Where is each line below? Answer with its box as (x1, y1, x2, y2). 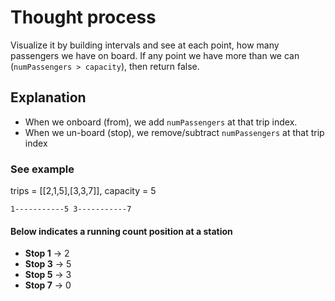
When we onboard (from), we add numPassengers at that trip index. (24, 116, 298, 128)
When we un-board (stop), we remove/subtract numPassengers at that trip (24, 126, 325, 138)
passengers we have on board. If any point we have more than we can (10, 49, 300, 61)
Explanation (10, 89, 87, 106)
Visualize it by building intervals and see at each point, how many (10, 39, 280, 51)
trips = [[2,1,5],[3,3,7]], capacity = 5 (10, 185, 157, 197)
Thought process (10, 6, 157, 29)
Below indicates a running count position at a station (10, 225, 233, 237)
